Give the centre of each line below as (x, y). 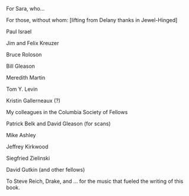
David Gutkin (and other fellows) (46, 170)
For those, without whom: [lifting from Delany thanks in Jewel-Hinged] (92, 20)
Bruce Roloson (24, 55)
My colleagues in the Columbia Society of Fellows (67, 112)
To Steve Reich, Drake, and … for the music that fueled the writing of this (95, 181)
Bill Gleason (21, 66)
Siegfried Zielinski (28, 158)
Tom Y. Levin (22, 89)
